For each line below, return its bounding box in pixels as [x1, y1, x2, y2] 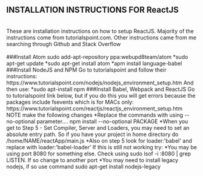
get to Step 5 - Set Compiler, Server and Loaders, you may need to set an [6, 124, 190, 131]
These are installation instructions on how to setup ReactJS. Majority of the [6, 27, 194, 35]
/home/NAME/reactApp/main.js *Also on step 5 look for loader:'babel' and [6, 137, 193, 144]
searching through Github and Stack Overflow [6, 40, 121, 47]
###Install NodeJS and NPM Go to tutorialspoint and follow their [6, 66, 167, 73]
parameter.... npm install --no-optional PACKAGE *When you [36, 118, 188, 125]
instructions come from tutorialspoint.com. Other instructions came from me [6, 33, 197, 41]
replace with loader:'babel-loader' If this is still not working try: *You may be [6, 143, 198, 151]
